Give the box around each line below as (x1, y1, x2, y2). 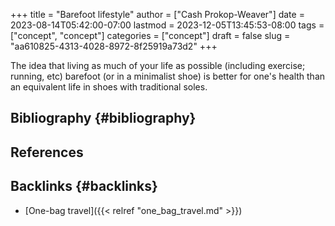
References (10, 144, 84, 161)
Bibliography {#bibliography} (10, 110, 197, 127)
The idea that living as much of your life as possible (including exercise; (10, 60, 306, 71)
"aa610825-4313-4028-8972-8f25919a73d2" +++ (10, 40, 218, 52)
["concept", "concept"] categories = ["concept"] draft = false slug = (10, 30, 291, 41)
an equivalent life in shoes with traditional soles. (10, 81, 208, 93)
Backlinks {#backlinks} (10, 178, 158, 195)
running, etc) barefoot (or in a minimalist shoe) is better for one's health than (10, 70, 326, 82)
